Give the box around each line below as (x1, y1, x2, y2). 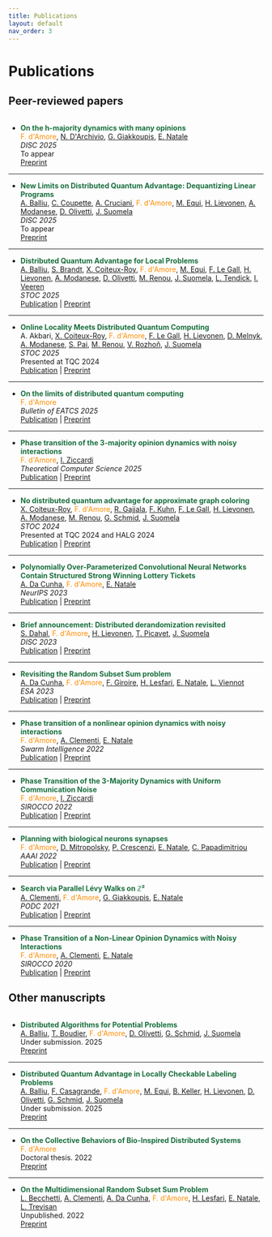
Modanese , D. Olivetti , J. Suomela (19, 206, 134, 216)
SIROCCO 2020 (19, 959, 73, 969)
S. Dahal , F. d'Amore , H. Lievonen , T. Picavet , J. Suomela (19, 628, 210, 638)
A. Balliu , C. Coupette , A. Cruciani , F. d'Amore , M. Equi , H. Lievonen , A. (19, 198, 257, 208)
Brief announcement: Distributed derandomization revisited (19, 620, 226, 629)
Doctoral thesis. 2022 (19, 1153, 93, 1162)
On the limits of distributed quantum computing (19, 389, 185, 398)
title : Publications (8, 11, 79, 20)
